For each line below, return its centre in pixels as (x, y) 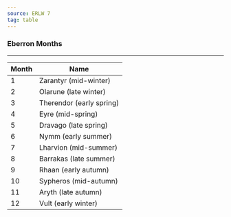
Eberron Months (35, 44)
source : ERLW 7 (29, 13)
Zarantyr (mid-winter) (75, 80)
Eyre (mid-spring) (68, 114)
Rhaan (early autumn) (74, 170)
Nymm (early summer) (75, 136)
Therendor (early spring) (79, 102)
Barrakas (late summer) (77, 159)
